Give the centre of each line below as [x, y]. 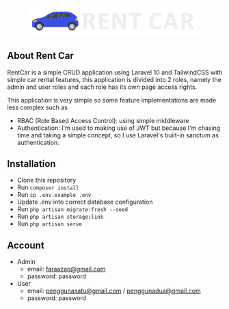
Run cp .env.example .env [54, 195]
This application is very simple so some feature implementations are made [112, 100]
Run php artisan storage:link [60, 217]
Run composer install [48, 187]
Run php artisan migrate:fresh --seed [72, 209]
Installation [31, 164]
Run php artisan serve [49, 224]
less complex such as [38, 107]
